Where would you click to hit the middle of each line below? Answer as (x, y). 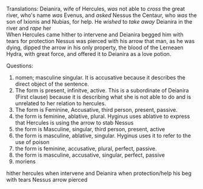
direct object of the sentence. (52, 84)
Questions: (20, 66)
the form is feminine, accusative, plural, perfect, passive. (86, 149)
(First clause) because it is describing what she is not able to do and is (103, 97)
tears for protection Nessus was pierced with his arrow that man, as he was (101, 41)
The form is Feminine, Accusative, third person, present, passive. (96, 110)
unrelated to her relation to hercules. (60, 103)
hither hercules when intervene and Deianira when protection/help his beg (99, 173)
